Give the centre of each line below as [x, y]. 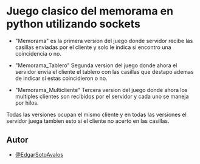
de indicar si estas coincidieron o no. [61, 78]
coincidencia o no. [38, 53]
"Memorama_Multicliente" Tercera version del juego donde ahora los [101, 90]
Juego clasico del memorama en [90, 11]
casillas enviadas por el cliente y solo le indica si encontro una [93, 47]
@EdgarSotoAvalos [39, 154]
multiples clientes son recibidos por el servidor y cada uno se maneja [102, 96]
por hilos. [27, 103]
